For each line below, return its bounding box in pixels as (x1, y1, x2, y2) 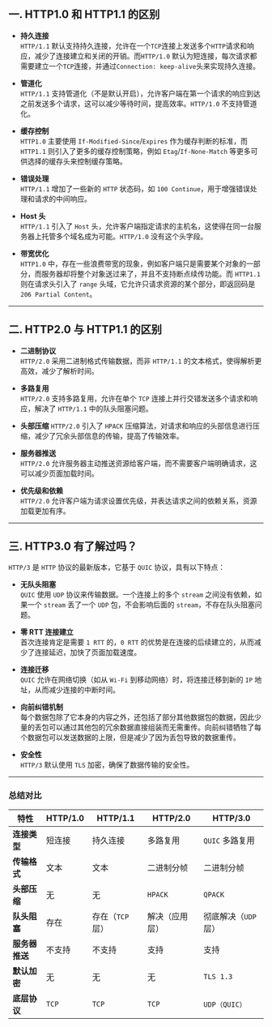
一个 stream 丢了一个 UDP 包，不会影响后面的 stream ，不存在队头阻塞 (27, 600, 255, 610)
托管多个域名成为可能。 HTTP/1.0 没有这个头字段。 (41, 231, 208, 241)
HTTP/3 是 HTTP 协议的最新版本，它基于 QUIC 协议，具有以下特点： (8, 563, 225, 572)
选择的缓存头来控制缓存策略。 (27, 156, 127, 166)
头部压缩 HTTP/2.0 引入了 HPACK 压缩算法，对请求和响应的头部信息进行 (19, 421, 253, 430)
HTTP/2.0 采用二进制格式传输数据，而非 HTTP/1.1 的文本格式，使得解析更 (19, 356, 262, 366)
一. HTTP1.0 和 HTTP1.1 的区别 (8, 7, 160, 22)
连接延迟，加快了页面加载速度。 (34, 648, 142, 657)
